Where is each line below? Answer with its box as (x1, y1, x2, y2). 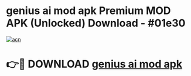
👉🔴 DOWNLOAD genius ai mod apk (6, 57, 183, 71)
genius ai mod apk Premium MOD (6, 4, 171, 18)
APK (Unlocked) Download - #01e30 (6, 16, 186, 30)
